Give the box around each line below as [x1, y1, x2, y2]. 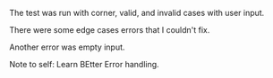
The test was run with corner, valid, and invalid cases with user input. [9, 8, 265, 18]
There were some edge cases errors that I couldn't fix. [9, 25, 210, 35]
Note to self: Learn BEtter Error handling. [9, 59, 159, 69]
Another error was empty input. [9, 42, 125, 52]
